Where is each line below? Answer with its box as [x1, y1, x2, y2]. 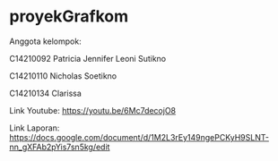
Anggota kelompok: [9, 36, 83, 47]
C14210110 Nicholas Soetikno [9, 70, 117, 81]
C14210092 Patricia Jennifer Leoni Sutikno [9, 53, 167, 64]
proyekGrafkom [9, 6, 129, 27]
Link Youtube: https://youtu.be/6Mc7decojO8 [9, 105, 177, 115]
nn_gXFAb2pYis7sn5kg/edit [9, 141, 110, 152]
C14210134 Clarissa [9, 88, 83, 98]
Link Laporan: [9, 123, 60, 133]
